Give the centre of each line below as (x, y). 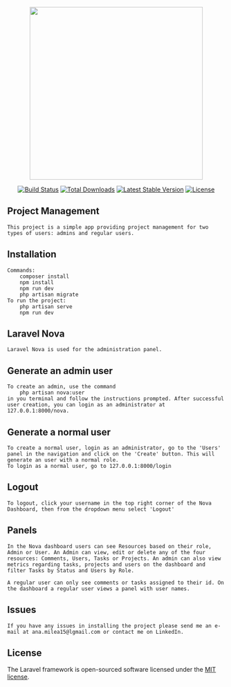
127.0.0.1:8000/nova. (38, 411)
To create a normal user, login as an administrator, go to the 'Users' (114, 448)
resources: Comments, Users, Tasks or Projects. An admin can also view (114, 558)
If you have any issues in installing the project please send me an (110, 625)
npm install (37, 282)
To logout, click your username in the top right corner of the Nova (110, 503)
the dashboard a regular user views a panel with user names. (99, 589)
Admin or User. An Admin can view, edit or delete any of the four (107, 552)
